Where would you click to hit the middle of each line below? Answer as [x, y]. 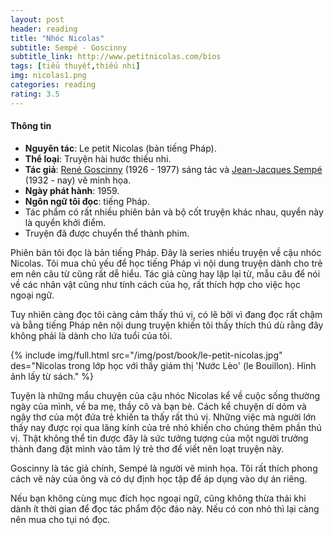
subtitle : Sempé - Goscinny [69, 47]
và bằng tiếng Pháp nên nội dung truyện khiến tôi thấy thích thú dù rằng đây [167, 325]
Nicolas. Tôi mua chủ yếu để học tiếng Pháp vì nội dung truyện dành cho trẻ [166, 263]
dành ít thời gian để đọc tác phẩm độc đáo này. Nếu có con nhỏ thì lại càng [165, 508]
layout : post [37, 19]
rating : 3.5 [35, 94]
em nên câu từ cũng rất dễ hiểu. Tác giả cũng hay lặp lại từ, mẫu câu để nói [165, 273]
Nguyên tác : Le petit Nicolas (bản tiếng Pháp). [120, 148]
